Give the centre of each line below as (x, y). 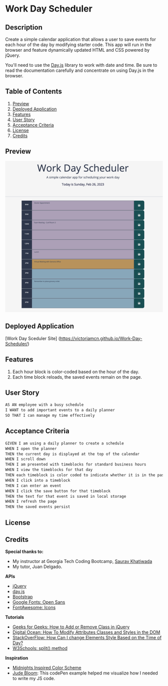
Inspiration (17, 658)
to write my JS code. (34, 678)
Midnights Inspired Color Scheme (47, 668)
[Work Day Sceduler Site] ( (32, 338)
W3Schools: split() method (40, 648)
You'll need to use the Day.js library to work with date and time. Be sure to (81, 65)
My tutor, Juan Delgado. (37, 567)
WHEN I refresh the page (31, 502)
